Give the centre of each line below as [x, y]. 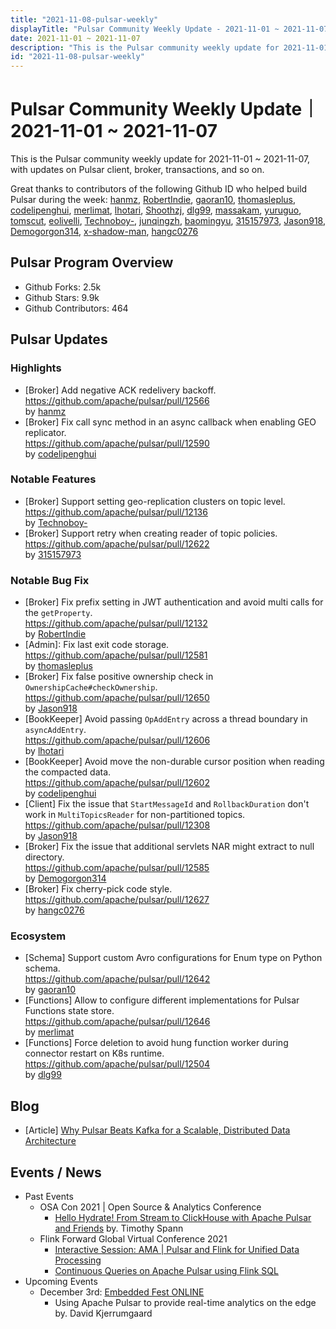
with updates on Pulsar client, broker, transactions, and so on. [137, 170]
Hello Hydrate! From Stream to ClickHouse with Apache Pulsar [183, 1218]
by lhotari [44, 751]
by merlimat [49, 1032]
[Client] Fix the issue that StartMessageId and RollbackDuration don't [167, 804]
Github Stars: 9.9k [62, 297]
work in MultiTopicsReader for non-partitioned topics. [135, 815]
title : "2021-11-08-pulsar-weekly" [84, 19]
